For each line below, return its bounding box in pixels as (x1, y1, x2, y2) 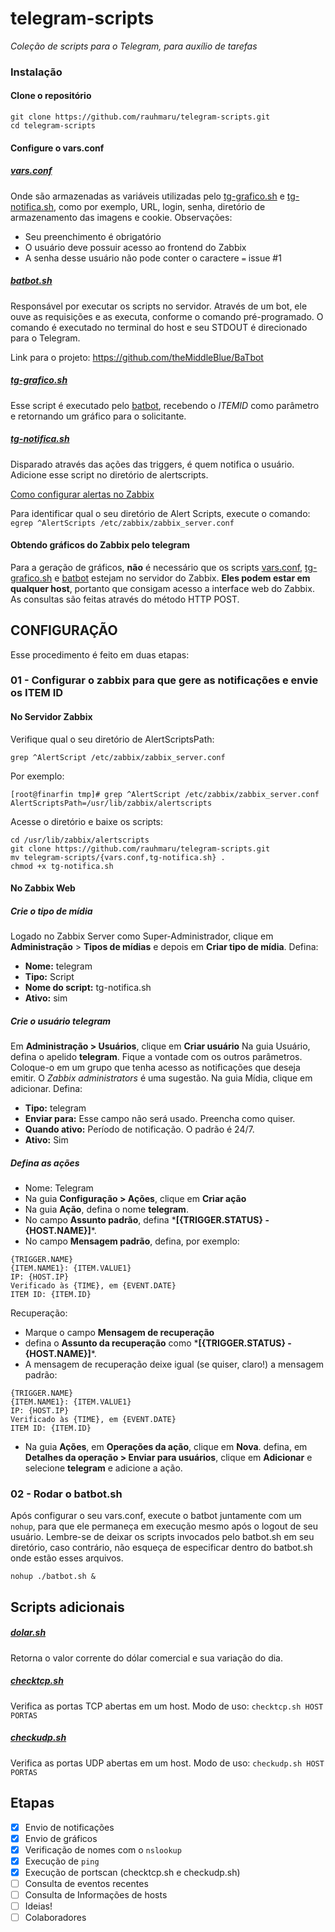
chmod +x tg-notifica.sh (10, 861, 114, 871)
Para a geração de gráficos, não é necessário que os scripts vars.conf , (10, 561, 303, 573)
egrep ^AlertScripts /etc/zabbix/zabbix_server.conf (10, 518, 235, 528)
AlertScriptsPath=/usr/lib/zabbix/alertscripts (10, 798, 213, 808)
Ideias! (24, 1900, 53, 1912)
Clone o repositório (10, 90, 92, 102)
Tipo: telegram (24, 1102, 87, 1114)
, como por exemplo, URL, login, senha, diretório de (53, 200, 266, 212)
